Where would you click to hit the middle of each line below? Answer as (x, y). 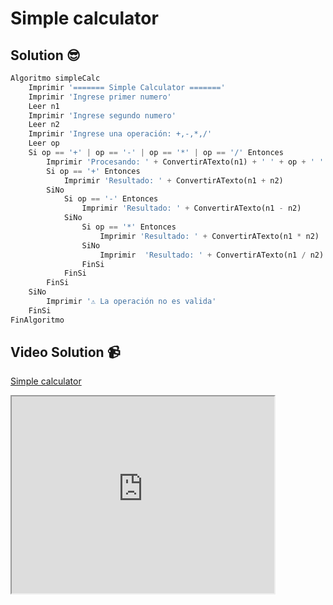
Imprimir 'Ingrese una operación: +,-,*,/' (120, 134)
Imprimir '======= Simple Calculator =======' (127, 87)
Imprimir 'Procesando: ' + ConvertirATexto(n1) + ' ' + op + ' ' (185, 162)
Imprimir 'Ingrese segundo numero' (102, 115)
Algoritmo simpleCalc (55, 78)
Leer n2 (44, 125)
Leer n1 (44, 106)
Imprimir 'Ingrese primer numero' (100, 97)
